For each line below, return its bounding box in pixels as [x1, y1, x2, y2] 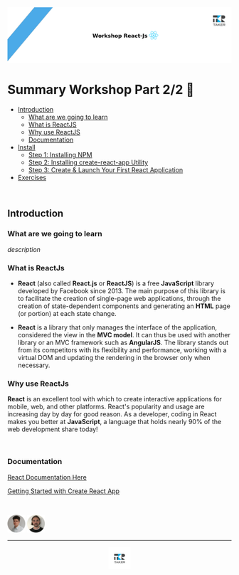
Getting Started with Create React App [7, 487, 119, 495]
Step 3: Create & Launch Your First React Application [28, 165, 184, 174]
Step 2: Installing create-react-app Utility [28, 158, 149, 167]
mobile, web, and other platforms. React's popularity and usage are [7, 402, 205, 411]
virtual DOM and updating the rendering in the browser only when [17, 353, 211, 362]
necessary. [17, 361, 51, 369]
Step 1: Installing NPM [28, 150, 92, 159]
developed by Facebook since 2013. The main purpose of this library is [17, 286, 226, 295]
